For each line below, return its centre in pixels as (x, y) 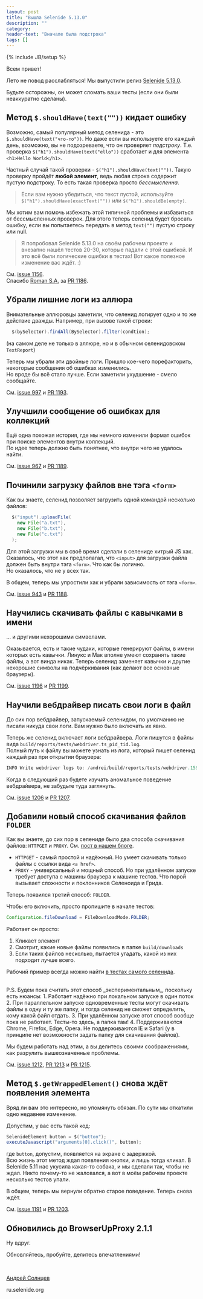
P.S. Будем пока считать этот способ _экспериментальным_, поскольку (99, 990)
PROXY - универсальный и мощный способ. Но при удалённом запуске (105, 870)
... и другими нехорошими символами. (56, 637)
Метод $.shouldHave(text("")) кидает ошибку (96, 118)
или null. (17, 231)
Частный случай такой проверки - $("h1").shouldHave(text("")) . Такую (99, 169)
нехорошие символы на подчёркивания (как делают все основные (93, 668)
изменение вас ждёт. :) (51, 262)
